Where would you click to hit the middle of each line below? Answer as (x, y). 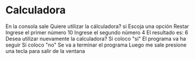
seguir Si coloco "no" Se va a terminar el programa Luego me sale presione (96, 45)
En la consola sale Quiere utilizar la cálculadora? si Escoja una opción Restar (97, 26)
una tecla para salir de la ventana (45, 51)
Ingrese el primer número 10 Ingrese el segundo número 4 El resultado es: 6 (97, 32)
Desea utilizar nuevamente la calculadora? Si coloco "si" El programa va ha (96, 38)
